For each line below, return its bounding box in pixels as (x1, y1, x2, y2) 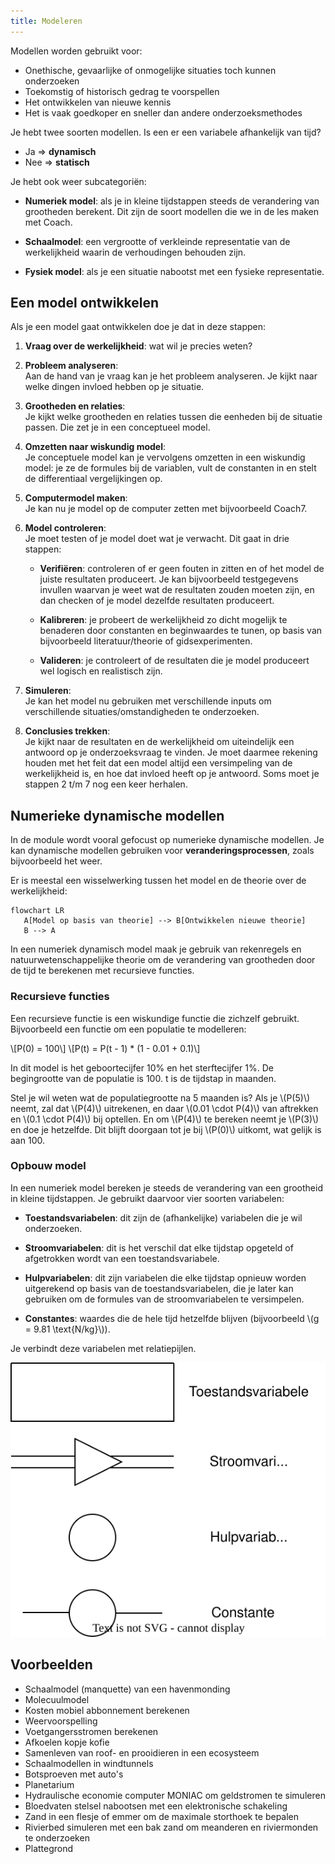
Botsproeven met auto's (24, 1768, 124, 1780)
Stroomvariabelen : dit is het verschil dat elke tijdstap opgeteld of (24, 1241, 294, 1254)
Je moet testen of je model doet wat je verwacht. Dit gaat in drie (24, 533, 290, 545)
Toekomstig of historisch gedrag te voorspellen (24, 85, 220, 97)
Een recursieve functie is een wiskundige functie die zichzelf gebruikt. (10, 1012, 300, 1024)
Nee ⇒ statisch (24, 156, 90, 168)
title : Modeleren (10, 16, 83, 26)
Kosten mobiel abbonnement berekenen (24, 1704, 190, 1716)
